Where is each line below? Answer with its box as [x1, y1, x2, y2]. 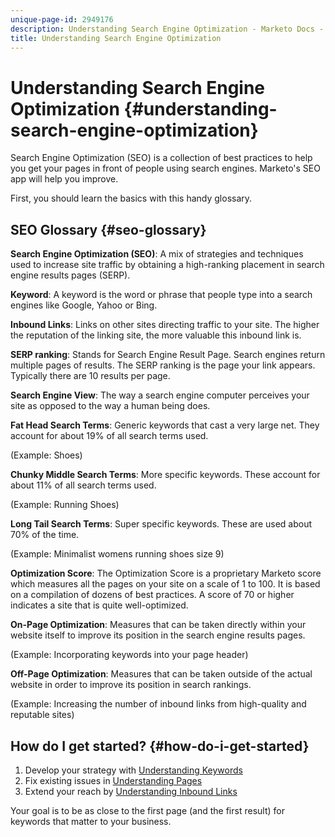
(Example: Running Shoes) [10, 499, 120, 511]
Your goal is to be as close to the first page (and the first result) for [10, 804, 285, 816]
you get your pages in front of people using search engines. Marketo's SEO [10, 162, 321, 175]
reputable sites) [10, 709, 75, 721]
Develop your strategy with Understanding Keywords [24, 764, 243, 776]
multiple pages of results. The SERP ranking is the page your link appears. [10, 359, 316, 371]
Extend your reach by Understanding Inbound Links [24, 785, 238, 797]
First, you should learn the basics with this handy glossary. [10, 192, 253, 205]
